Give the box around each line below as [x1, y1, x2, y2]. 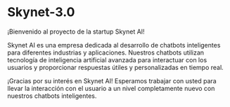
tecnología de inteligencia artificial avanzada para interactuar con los [7, 55, 207, 64]
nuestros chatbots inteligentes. [7, 92, 97, 100]
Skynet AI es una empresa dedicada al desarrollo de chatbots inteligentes [7, 41, 221, 49]
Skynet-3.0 [7, 4, 75, 20]
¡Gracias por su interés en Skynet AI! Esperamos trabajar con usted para [7, 76, 217, 85]
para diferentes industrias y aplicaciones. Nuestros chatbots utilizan [7, 48, 205, 57]
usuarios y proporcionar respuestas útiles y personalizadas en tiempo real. [7, 63, 224, 71]
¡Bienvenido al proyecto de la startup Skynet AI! [7, 27, 146, 36]
